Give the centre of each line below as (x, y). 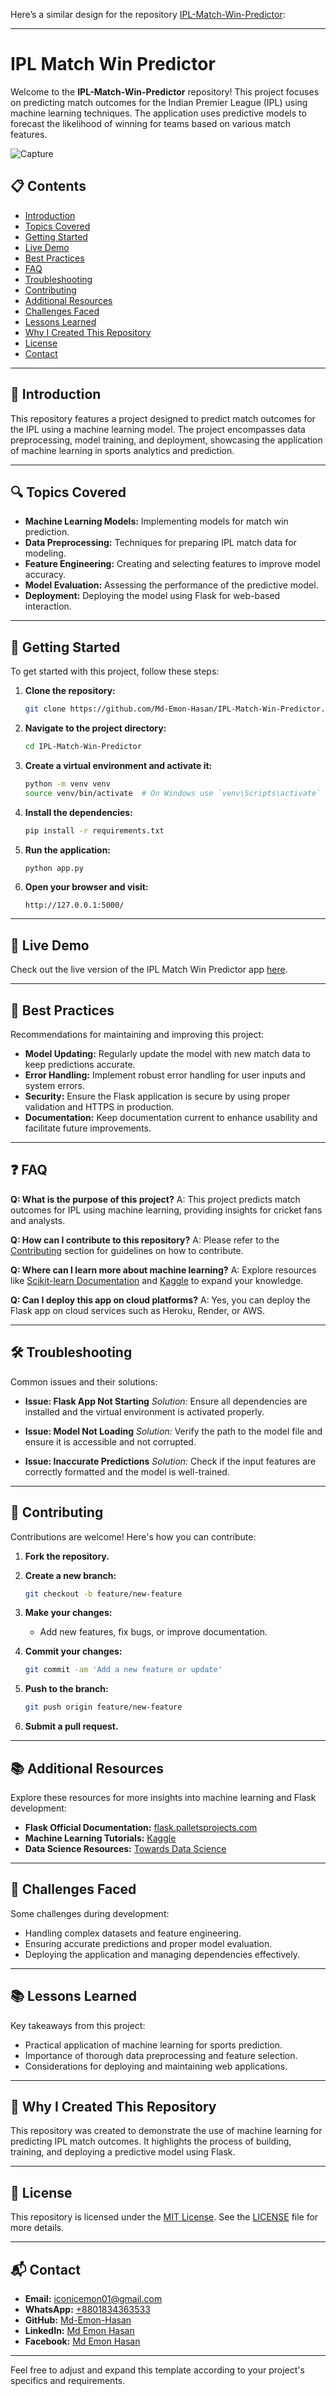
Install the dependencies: (78, 812)
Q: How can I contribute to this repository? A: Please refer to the (145, 1240)
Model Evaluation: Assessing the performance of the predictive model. (171, 585)
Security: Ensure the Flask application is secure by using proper (157, 1096)
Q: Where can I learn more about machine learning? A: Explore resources (163, 1270)
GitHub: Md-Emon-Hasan (78, 2320)
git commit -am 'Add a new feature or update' (123, 1670)
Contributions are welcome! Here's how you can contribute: (133, 1536)
